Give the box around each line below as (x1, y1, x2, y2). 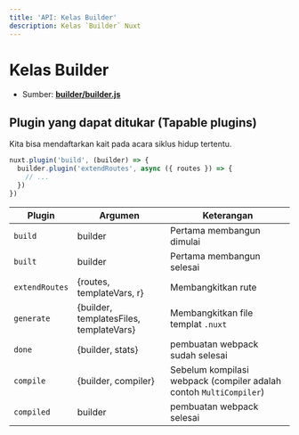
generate (13, 313, 51, 324)
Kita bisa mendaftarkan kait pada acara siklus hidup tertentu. (9, 139, 232, 150)
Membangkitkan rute (170, 281, 257, 293)
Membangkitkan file (170, 307, 254, 319)
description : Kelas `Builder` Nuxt (9, 21, 141, 30)
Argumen (99, 209, 140, 221)
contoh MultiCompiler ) (170, 385, 265, 398)
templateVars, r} (77, 286, 144, 299)
